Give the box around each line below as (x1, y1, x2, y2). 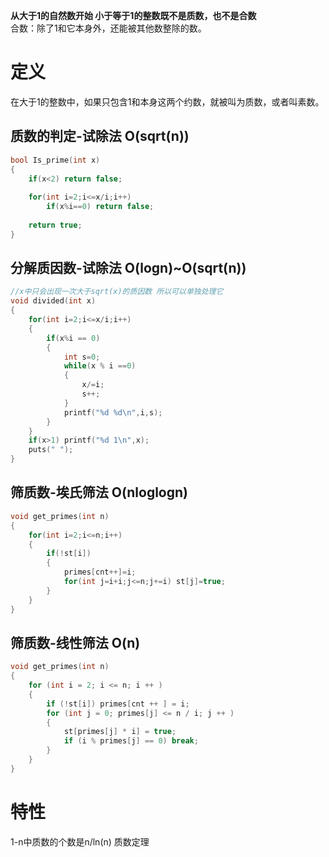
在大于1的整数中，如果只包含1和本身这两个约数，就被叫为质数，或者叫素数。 (10, 95, 325, 108)
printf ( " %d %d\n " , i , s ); (63, 407, 163, 418)
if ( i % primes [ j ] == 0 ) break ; (63, 736, 199, 746)
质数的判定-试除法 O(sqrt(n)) (10, 128, 190, 145)
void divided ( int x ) (10, 296, 97, 306)
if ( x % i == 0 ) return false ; (46, 202, 155, 212)
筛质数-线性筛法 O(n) (10, 634, 141, 651)
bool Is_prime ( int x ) (10, 155, 101, 165)
